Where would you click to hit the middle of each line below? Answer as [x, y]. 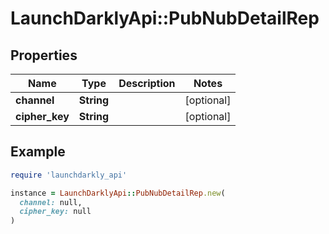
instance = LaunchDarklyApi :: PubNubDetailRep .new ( [118, 193]
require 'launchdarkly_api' [69, 175]
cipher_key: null [55, 212]
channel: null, [51, 202]
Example [38, 152]
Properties [44, 55]
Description [147, 83]
